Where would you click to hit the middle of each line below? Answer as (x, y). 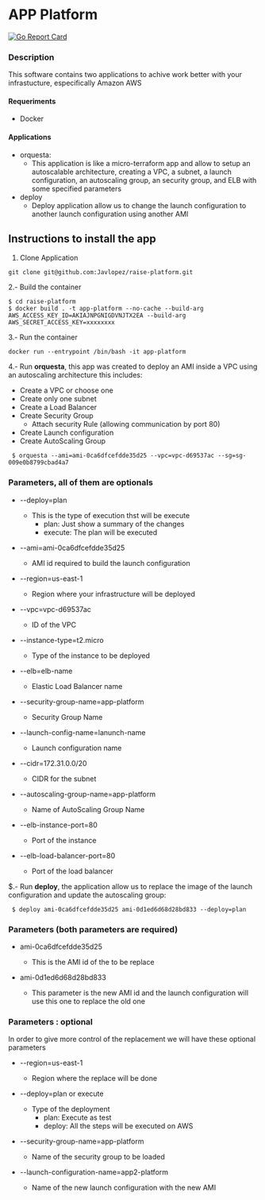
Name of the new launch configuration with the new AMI (124, 1188)
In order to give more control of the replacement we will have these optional (132, 1039)
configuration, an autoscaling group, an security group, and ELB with (144, 180)
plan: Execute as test (77, 1117)
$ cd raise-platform (42, 302)
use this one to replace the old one (88, 1001)
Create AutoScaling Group (62, 441)
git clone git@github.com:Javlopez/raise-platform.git (101, 273)
